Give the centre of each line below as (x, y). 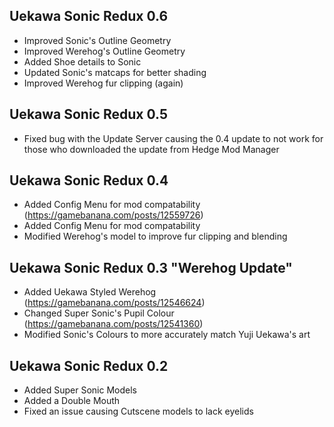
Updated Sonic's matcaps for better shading (115, 72)
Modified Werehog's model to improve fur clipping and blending (155, 236)
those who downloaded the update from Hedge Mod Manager (151, 149)
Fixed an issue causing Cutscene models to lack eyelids (138, 411)
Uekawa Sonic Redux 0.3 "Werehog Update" (151, 267)
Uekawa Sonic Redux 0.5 (88, 114)
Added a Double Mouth (72, 401)
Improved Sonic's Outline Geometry (97, 40)
